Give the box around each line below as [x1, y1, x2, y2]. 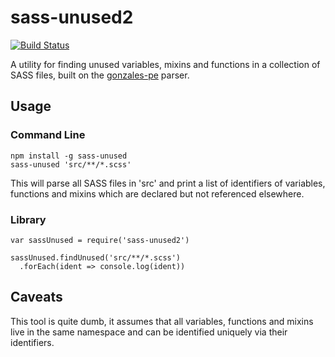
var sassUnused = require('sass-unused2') [10, 235, 190, 245]
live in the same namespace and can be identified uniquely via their [10, 326, 288, 338]
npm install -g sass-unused [10, 151, 128, 161]
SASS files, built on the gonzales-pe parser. [10, 69, 190, 81]
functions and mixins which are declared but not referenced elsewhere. [10, 187, 305, 200]
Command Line [10, 128, 86, 142]
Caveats [10, 289, 63, 306]
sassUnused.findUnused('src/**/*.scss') [10, 252, 182, 263]
